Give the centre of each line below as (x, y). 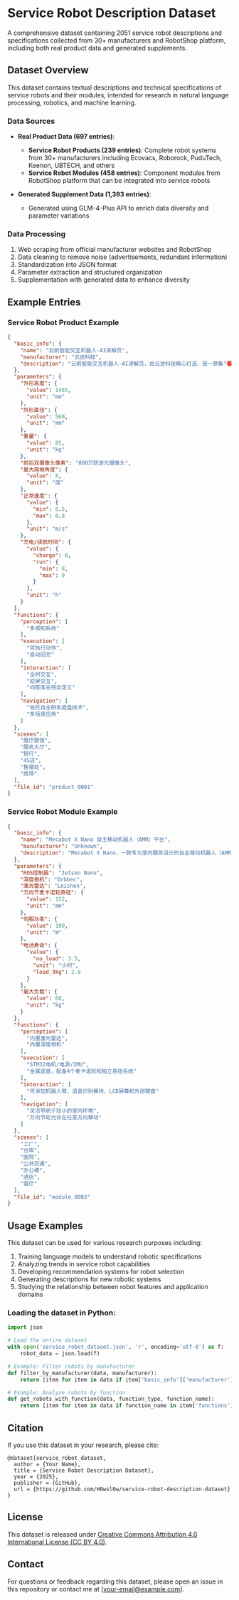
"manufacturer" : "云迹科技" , (61, 357)
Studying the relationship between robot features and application (113, 1287)
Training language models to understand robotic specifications (110, 1256)
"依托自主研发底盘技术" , (58, 708)
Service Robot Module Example (63, 812)
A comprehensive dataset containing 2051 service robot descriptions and (115, 33)
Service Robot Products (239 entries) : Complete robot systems (122, 150)
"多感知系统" (43, 628)
